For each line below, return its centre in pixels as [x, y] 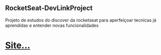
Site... [18, 45]
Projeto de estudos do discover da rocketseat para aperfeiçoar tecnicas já [81, 20]
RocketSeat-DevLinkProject [49, 8]
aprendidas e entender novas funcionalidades [52, 25]
